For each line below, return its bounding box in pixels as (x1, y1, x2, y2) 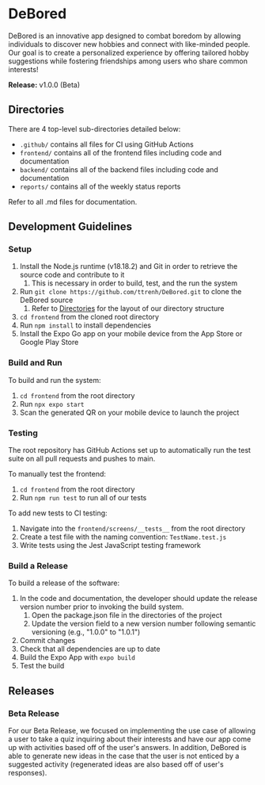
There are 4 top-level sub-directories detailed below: (8, 124, 181, 133)
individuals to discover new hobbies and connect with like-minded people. (8, 39, 251, 48)
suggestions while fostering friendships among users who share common (8, 56, 248, 66)
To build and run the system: (8, 375, 101, 385)
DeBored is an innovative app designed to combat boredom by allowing (8, 31, 241, 40)
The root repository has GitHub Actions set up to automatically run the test (8, 446, 252, 455)
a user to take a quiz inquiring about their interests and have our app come (8, 734, 252, 744)
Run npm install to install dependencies (19, 320, 152, 330)
